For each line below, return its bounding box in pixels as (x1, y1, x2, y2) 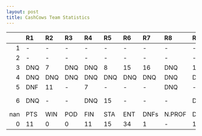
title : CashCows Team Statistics (6, 14, 90, 20)
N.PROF (164, 110, 186, 118)
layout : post (6, 8, 39, 15)
